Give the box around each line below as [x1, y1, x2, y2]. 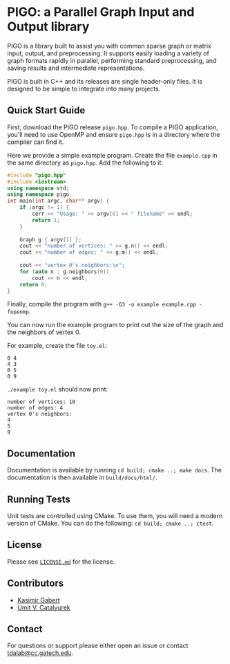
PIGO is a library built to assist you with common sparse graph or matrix [7, 41, 212, 50]
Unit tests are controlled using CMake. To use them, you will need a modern [7, 512, 223, 519]
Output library [7, 19, 90, 35]
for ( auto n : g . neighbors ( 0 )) [19, 268, 110, 275]
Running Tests [7, 493, 70, 505]
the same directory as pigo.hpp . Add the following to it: [7, 158, 164, 167]
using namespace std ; [7, 185, 70, 192]
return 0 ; [19, 281, 48, 288]
